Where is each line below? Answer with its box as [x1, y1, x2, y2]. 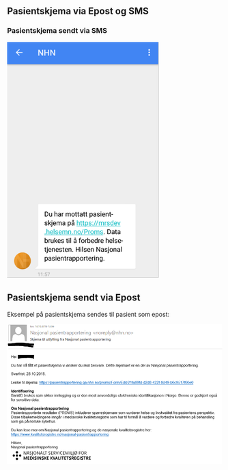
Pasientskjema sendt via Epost [7, 292, 141, 304]
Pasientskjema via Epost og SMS [7, 5, 149, 17]
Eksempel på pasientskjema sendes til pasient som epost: [7, 310, 170, 318]
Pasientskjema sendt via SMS [7, 26, 108, 36]
